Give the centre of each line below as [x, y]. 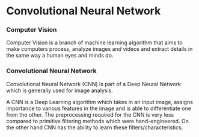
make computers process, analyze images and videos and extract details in [99, 49]
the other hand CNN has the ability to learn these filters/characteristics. [95, 127]
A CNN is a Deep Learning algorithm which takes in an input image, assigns [100, 102]
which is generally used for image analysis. [60, 90]
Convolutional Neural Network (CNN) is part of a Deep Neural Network [94, 84]
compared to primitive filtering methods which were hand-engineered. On [98, 121]
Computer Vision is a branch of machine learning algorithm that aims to [94, 42]
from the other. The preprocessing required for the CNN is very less [90, 114]
